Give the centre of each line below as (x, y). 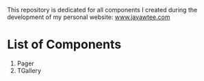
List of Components (64, 45)
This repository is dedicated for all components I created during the (102, 10)
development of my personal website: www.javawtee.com (89, 17)
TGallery (29, 70)
